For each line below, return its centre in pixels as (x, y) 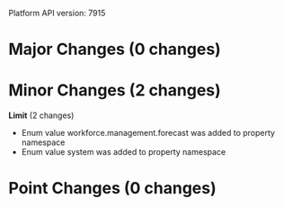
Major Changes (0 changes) (115, 49)
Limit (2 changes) (41, 115)
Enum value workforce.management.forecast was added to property (148, 133)
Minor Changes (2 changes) (115, 90)
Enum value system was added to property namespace (124, 152)
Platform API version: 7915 (57, 13)
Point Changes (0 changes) (112, 189)
